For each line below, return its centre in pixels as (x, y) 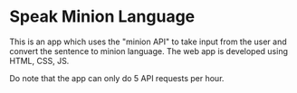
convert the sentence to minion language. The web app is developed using (148, 51)
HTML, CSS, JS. (39, 60)
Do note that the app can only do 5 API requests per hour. (117, 78)
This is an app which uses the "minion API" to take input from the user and (148, 42)
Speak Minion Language (102, 17)
